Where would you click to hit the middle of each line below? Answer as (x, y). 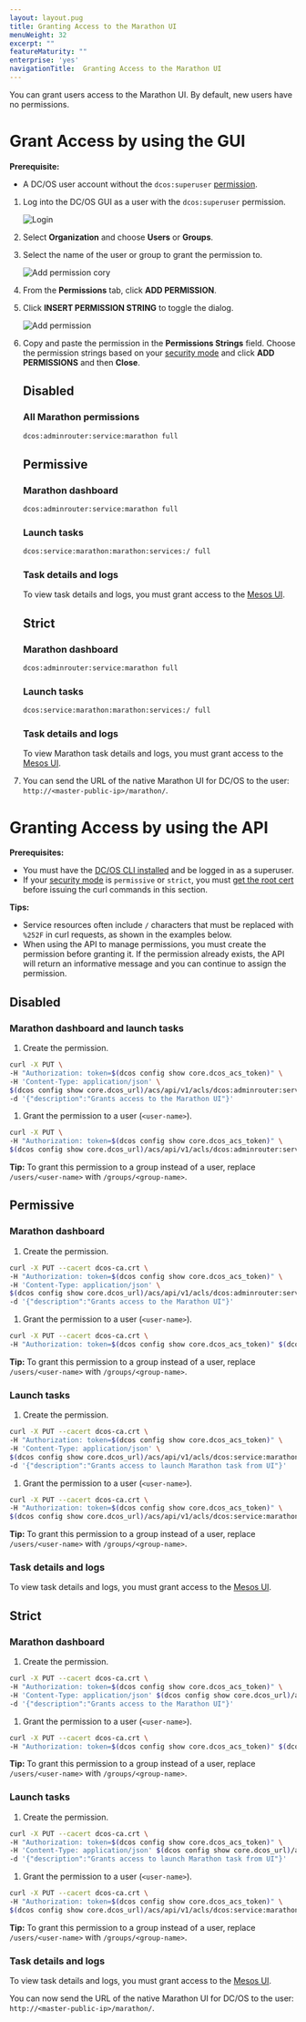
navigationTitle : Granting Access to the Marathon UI (116, 69)
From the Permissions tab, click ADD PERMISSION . (119, 290)
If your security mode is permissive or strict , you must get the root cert (158, 880)
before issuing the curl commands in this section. (115, 890)
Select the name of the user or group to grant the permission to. (143, 254)
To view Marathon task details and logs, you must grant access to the (153, 754)
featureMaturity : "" (49, 52)
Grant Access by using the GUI (127, 141)
